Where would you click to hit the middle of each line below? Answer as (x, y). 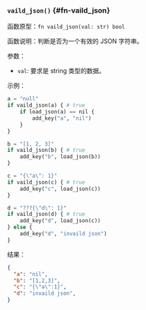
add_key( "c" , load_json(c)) (60, 189)
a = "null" (23, 99)
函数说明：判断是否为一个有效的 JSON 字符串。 (75, 41)
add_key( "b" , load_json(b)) (60, 157)
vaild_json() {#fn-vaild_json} (59, 10)
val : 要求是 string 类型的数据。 (61, 71)
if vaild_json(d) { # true (46, 215)
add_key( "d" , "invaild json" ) (64, 234)
